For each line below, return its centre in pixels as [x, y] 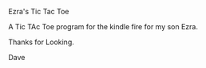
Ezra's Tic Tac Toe [39, 11]
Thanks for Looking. [41, 42]
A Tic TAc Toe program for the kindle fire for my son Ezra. [103, 26]
